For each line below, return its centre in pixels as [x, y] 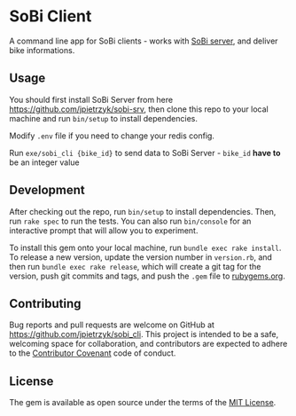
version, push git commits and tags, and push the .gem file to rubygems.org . [148, 276]
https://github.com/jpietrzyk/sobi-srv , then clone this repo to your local [139, 109]
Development [47, 190]
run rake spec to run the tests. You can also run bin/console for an [130, 221]
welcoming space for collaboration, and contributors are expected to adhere [148, 344]
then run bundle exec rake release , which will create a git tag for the [135, 266]
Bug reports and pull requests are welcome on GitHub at [112, 325]
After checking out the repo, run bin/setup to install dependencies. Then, [143, 211]
